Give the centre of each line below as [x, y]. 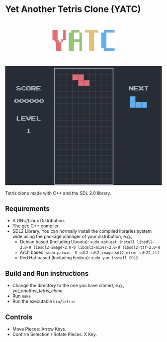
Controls [19, 317]
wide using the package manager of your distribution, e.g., [72, 237]
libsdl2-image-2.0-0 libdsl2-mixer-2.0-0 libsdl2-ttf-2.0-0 [97, 248]
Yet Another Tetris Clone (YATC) [73, 9]
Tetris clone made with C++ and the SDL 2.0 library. [58, 193]
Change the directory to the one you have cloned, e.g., [68, 286]
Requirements [27, 209]
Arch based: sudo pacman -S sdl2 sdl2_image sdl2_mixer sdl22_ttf [90, 252]
